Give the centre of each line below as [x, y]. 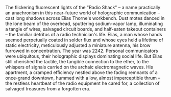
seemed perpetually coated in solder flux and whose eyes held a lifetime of [84, 40]
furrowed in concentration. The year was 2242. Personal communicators [82, 51]
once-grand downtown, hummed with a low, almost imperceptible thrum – [83, 78]
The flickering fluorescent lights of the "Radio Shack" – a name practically [83, 7]
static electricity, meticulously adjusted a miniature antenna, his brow [78, 45]
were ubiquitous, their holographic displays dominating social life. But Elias [84, 56]
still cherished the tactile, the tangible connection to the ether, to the [77, 62]
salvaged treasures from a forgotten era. [48, 89]
